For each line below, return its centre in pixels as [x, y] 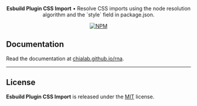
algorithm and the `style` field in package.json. [98, 15]
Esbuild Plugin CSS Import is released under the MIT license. [80, 97]
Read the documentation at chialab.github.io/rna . [65, 59]
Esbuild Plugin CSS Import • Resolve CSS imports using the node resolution [98, 8]
